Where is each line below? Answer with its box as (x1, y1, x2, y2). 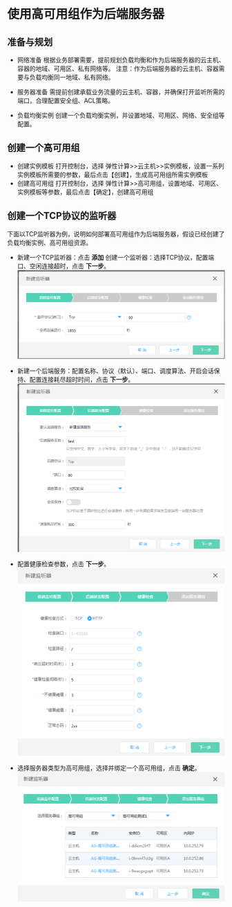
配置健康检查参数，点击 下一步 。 (17, 560, 110, 568)
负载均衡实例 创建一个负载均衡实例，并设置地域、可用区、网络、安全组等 (17, 112, 225, 119)
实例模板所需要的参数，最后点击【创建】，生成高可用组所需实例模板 (17, 170, 209, 179)
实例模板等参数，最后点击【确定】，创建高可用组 (17, 188, 154, 196)
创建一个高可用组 (7, 142, 80, 154)
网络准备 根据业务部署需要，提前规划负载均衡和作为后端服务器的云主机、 (17, 56, 225, 64)
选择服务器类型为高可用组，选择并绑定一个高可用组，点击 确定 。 (17, 764, 201, 772)
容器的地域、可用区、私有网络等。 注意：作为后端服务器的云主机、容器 (17, 64, 219, 73)
